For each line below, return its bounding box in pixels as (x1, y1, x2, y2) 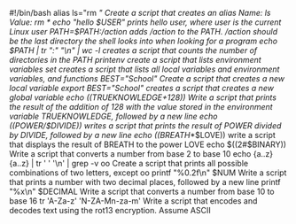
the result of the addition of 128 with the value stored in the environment (9, 102, 273, 112)
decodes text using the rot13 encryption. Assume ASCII (9, 205, 211, 215)
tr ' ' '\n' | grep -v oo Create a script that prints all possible (35, 158, 249, 168)
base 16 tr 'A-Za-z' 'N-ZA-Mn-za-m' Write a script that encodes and (9, 196, 258, 206)
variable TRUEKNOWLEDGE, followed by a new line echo (9, 111, 219, 121)
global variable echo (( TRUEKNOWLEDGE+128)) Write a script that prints (9, 92, 277, 103)
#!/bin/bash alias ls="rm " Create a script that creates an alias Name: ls (9, 8, 271, 18)
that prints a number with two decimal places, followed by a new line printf (9, 177, 281, 187)
